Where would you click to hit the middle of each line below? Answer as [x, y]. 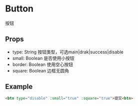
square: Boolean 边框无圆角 [41, 70]
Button [19, 9]
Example [19, 87]
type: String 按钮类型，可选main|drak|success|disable [68, 52]
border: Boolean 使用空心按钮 [43, 64]
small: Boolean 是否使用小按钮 [43, 58]
